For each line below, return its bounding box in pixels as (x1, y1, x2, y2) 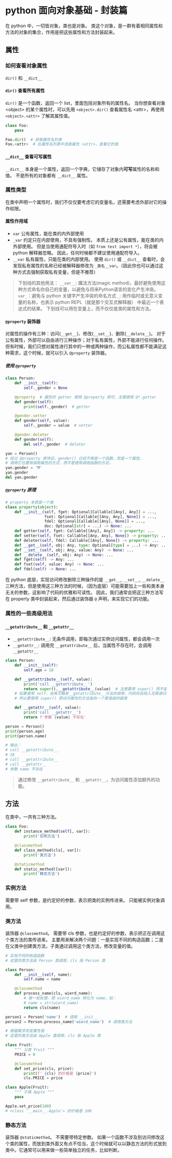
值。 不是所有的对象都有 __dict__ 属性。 (5, 172, 91, 179)
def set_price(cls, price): (14, 1066, 74, 1071)
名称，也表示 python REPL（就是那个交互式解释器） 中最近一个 (27, 299, 160, 305)
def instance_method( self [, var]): (14, 829, 91, 834)
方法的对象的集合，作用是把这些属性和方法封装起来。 (5, 29, 118, 35)
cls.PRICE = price (24, 1075, 63, 1081)
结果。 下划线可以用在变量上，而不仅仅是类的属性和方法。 (31, 306, 154, 312)
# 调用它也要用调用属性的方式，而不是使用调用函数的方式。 (5, 460, 113, 466)
